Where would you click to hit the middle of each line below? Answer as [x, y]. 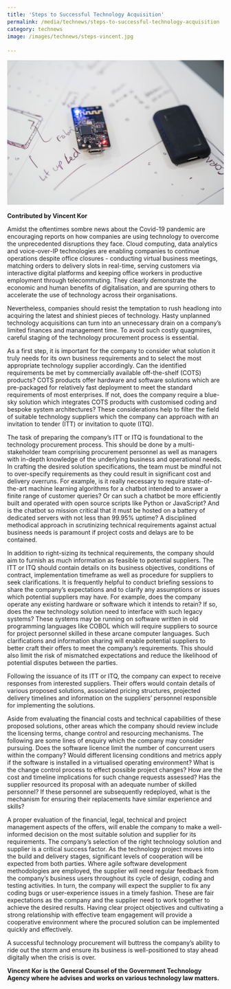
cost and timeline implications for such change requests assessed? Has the [114, 777]
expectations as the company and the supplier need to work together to [109, 900]
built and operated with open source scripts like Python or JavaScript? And [113, 503]
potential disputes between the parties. [63, 663]
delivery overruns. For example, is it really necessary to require [96, 481]
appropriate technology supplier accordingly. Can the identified [97, 365]
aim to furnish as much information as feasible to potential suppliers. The [111, 560]
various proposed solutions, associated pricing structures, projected [104, 691]
